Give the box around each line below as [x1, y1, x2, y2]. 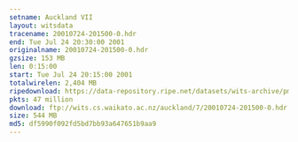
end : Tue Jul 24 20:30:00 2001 [9, 37, 125, 47]
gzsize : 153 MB [9, 54, 66, 63]
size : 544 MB [9, 111, 58, 120]
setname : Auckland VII [9, 12, 93, 22]
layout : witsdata [9, 21, 74, 30]
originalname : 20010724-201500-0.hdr [9, 46, 149, 55]
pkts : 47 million [9, 94, 74, 104]
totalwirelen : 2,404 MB [9, 78, 98, 87]
